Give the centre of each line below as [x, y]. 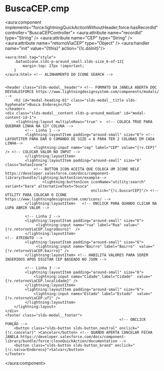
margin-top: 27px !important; [54, 66]
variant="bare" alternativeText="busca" [47, 186]
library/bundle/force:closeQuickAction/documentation [61, 341]
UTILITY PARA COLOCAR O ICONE [36, 195]
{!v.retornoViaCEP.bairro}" [34, 251]
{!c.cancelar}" [21, 332]
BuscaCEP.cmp [37, 9]
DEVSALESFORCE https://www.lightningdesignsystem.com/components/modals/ [82, 91]
